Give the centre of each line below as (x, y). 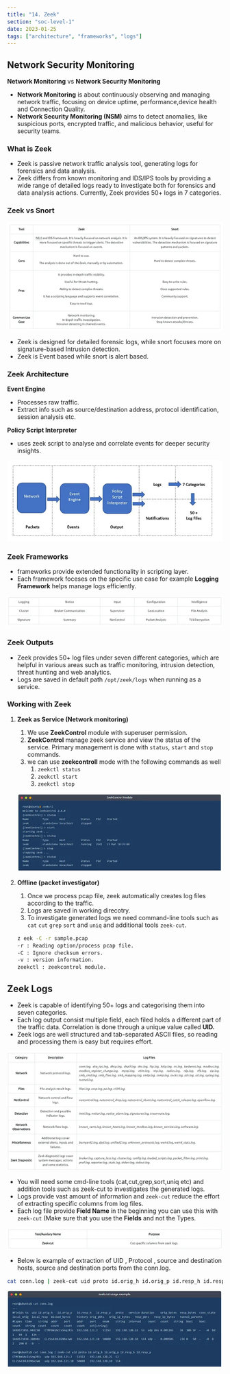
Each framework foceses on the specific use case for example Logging (118, 579)
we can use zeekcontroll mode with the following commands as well (124, 762)
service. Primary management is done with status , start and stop (120, 747)
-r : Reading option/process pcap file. (75, 945)
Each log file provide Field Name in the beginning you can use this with (117, 1211)
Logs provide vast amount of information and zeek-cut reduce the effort (118, 1196)
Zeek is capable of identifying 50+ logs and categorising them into (111, 1005)
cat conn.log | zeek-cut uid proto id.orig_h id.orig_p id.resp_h (104, 1281)
